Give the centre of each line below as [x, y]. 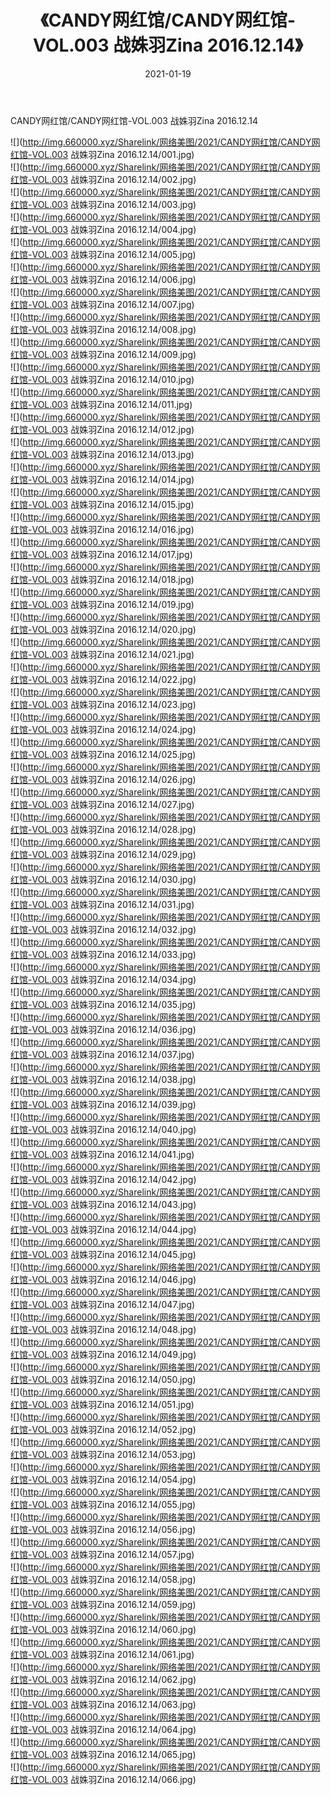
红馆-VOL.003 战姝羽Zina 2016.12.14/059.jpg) [103, 1604]
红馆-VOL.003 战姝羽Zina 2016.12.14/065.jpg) [103, 1754]
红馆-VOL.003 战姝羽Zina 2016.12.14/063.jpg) [103, 1704]
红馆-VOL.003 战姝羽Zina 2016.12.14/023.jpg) [103, 704]
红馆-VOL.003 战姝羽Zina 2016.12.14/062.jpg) [103, 1679]
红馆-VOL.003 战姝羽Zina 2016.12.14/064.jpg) [103, 1729]
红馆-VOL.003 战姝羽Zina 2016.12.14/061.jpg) [102, 1654]
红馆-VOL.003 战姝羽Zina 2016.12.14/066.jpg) [103, 1779]
